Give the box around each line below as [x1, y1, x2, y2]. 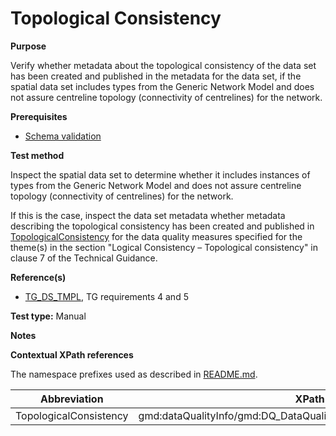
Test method [10, 149, 65, 161]
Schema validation [24, 130, 102, 142]
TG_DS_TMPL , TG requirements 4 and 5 [24, 290, 189, 302]
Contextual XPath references [10, 348, 134, 361]
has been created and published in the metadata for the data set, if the [10, 70, 302, 82]
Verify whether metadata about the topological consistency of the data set [10, 59, 317, 71]
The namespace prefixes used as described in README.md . [10, 368, 258, 380]
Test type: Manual [10, 310, 87, 322]
